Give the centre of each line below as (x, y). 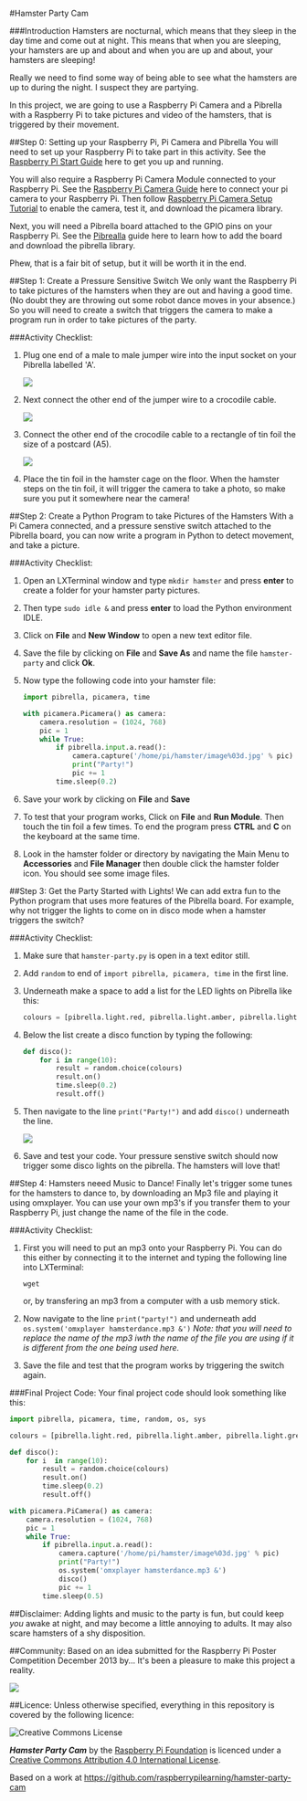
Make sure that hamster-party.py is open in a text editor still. (136, 955)
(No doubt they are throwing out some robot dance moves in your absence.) (153, 300)
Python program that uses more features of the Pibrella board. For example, (152, 900)
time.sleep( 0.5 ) (73, 1596)
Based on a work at (46, 1777)
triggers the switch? (47, 920)
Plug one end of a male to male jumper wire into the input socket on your (159, 355)
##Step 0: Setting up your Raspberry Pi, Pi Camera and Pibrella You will (144, 142)
